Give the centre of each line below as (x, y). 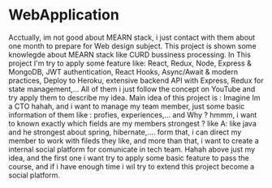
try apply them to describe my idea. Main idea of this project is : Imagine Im (134, 97)
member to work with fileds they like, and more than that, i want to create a (134, 140)
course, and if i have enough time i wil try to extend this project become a (132, 166)
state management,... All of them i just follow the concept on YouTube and (132, 89)
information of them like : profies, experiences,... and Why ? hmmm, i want (133, 114)
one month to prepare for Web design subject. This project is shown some (133, 45)
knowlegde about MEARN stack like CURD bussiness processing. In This (130, 54)
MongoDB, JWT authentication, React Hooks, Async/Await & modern (123, 71)
